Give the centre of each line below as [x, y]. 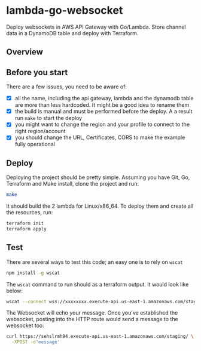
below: [14, 291]
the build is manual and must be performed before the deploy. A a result [103, 112]
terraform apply [26, 229]
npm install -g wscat [33, 273]
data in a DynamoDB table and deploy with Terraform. [72, 33]
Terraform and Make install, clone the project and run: [73, 184]
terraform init [25, 224]
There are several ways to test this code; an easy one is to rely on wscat [95, 262]
